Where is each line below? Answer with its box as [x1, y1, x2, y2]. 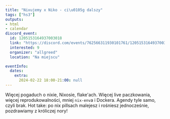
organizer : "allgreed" [10, 50, 58, 55]
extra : [14, 73, 28, 78]
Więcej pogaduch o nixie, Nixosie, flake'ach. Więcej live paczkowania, [5, 92, 151, 98]
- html [5, 21, 19, 27]
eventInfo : [5, 64, 28, 69]
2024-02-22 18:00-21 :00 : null [18, 78, 82, 83]
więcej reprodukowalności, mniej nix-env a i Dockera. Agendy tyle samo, [5, 97, 156, 103]
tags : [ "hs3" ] [5, 12, 35, 17]
